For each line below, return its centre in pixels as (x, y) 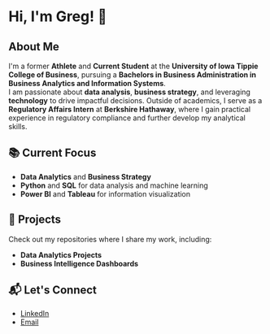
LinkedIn (35, 314)
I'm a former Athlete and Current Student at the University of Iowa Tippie (133, 66)
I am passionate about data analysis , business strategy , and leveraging (129, 92)
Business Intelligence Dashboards (79, 263)
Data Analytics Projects (61, 254)
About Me (34, 47)
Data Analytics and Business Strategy (86, 176)
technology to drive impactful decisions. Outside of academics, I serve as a (135, 100)
